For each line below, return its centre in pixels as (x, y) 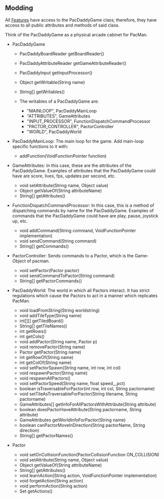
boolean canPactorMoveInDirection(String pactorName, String (82, 425)
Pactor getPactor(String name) (50, 352)
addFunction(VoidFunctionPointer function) (63, 156)
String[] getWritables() (42, 92)
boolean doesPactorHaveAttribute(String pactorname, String (81, 409)
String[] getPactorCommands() (51, 281)
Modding (19, 8)
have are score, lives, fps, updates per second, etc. (64, 176)
